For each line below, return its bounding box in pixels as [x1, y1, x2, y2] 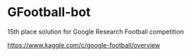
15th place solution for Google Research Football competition [7, 27, 185, 36]
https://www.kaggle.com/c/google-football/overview [7, 41, 161, 49]
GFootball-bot [7, 4, 91, 20]
